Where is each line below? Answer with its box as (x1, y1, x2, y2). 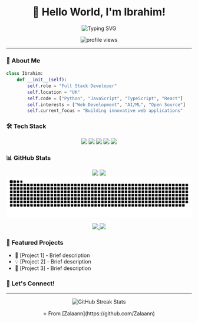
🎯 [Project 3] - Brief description (14, 265, 91, 272)
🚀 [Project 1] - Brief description (14, 252, 90, 259)
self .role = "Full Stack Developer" (27, 83, 117, 89)
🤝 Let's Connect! (6, 279, 55, 288)
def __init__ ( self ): (16, 77, 67, 83)
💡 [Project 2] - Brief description (14, 258, 91, 265)
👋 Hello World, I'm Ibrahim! (32, 5, 166, 19)
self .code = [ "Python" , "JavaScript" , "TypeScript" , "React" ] (27, 95, 183, 101)
